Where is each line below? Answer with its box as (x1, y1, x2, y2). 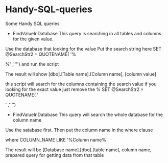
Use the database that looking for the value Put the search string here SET (5, 45, 162, 52)
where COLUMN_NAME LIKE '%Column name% (5, 136, 107, 143)
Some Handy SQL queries (5, 20, 60, 27)
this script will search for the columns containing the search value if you (5, 81, 157, 87)
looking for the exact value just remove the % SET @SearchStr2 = (5, 86, 144, 92)
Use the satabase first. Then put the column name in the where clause (5, 127, 153, 133)
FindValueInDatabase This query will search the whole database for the (12, 111, 163, 118)
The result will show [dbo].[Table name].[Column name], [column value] (5, 71, 157, 77)
